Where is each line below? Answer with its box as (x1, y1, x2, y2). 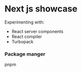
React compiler (11, 34, 42, 39)
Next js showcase (4, 3, 78, 14)
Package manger (4, 50, 46, 57)
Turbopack (11, 38, 33, 44)
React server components (11, 28, 64, 34)
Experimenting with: (4, 19, 45, 25)
